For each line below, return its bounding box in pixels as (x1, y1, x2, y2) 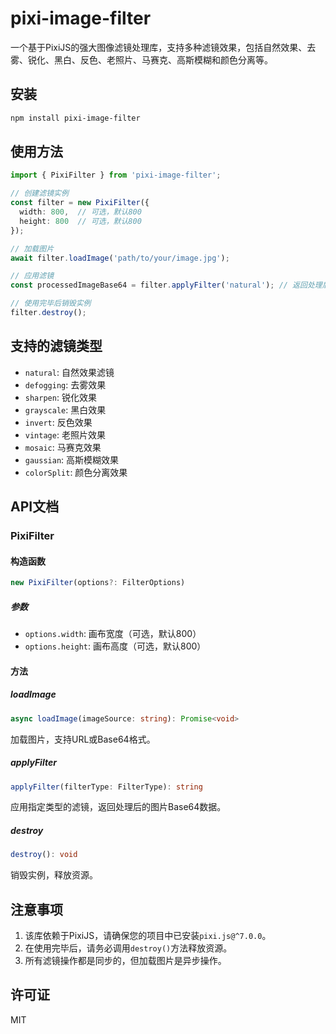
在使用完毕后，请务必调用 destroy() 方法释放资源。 (24, 942, 233, 954)
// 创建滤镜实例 (10, 188, 69, 199)
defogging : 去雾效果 (24, 378, 107, 391)
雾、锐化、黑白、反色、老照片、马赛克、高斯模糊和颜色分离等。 (10, 53, 273, 66)
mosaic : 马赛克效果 (24, 441, 102, 453)
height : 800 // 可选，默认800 (19, 216, 142, 226)
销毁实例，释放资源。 (10, 869, 98, 881)
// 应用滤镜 (10, 271, 55, 281)
